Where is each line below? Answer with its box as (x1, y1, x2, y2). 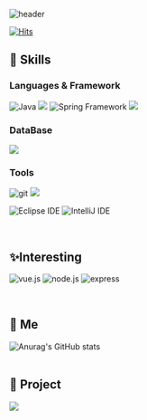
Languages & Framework (9, 80, 121, 92)
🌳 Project (9, 377, 61, 393)
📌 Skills (9, 52, 51, 68)
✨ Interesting (9, 249, 83, 264)
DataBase (9, 123, 53, 136)
